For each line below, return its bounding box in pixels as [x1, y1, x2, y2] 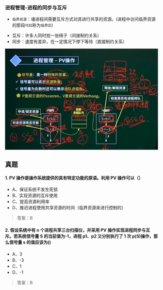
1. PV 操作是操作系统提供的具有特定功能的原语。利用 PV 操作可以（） [5, 175, 143, 181]
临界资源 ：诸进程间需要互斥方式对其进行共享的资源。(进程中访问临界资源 [12, 16, 156, 22]
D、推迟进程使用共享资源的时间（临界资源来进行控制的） [12, 205, 126, 211]
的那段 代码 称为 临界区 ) [12, 22, 53, 28]
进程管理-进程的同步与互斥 [5, 4, 67, 11]
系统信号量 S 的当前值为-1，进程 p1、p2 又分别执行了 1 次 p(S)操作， [17, 233, 154, 239]
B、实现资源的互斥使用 [12, 193, 58, 199]
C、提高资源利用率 [12, 199, 50, 205]
